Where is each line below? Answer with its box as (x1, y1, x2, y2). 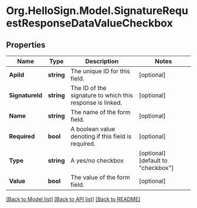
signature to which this (70, 91, 134, 99)
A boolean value (70, 125, 116, 133)
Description (84, 57, 119, 65)
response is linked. (70, 98, 123, 107)
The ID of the (70, 84, 107, 92)
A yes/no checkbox (70, 156, 124, 165)
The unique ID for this (70, 67, 130, 75)
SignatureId (9, 91, 43, 99)
